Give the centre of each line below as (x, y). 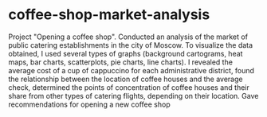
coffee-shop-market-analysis (109, 15)
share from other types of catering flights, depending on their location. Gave (133, 96)
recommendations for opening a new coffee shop (89, 104)
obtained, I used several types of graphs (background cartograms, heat (126, 53)
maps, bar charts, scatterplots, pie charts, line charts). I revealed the (121, 62)
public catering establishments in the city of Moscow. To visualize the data (131, 45)
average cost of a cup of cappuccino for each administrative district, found (132, 70)
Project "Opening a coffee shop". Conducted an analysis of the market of (128, 37)
